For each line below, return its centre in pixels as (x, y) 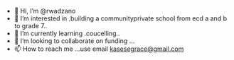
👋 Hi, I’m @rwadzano (45, 11)
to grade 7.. (31, 26)
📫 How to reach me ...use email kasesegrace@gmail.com (99, 49)
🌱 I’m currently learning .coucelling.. (67, 33)
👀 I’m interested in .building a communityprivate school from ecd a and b (121, 18)
